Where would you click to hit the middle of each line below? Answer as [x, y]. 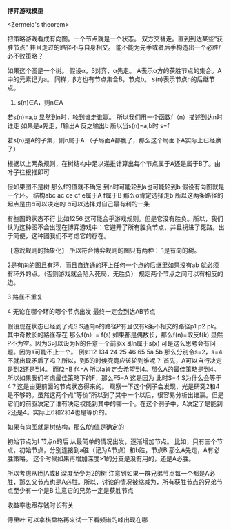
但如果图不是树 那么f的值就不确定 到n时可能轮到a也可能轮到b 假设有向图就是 [116, 187]
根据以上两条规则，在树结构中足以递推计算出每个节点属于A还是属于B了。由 [114, 163]
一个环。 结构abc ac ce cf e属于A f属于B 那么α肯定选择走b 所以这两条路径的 [115, 195]
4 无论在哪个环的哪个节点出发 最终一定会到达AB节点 [81, 311]
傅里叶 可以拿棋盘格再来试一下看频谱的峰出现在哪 [78, 520]
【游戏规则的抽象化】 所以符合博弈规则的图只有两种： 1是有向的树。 [104, 250]
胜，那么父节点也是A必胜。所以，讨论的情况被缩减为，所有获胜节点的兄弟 [112, 482]
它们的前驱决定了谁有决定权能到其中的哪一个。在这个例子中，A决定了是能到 [115, 403]
